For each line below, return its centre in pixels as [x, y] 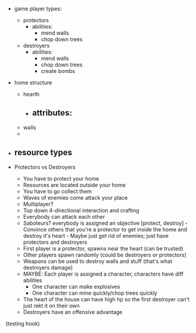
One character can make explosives [76, 286]
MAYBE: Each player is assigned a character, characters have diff [103, 274]
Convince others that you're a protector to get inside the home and [105, 229]
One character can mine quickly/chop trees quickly [94, 293]
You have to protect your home [61, 178]
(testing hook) [23, 323]
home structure [33, 83]
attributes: [52, 113]
